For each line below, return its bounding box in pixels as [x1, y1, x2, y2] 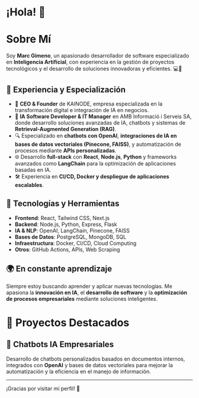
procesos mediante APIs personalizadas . [14, 147, 117, 154]
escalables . [14, 181, 44, 189]
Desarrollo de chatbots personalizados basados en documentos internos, [6, 355, 185, 362]
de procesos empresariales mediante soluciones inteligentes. [6, 295, 158, 302]
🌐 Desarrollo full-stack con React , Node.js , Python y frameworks [14, 153, 177, 160]
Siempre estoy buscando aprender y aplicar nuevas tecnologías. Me [6, 282, 173, 289]
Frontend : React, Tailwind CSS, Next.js [14, 214, 110, 221]
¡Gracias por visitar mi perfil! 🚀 [6, 385, 81, 392]
